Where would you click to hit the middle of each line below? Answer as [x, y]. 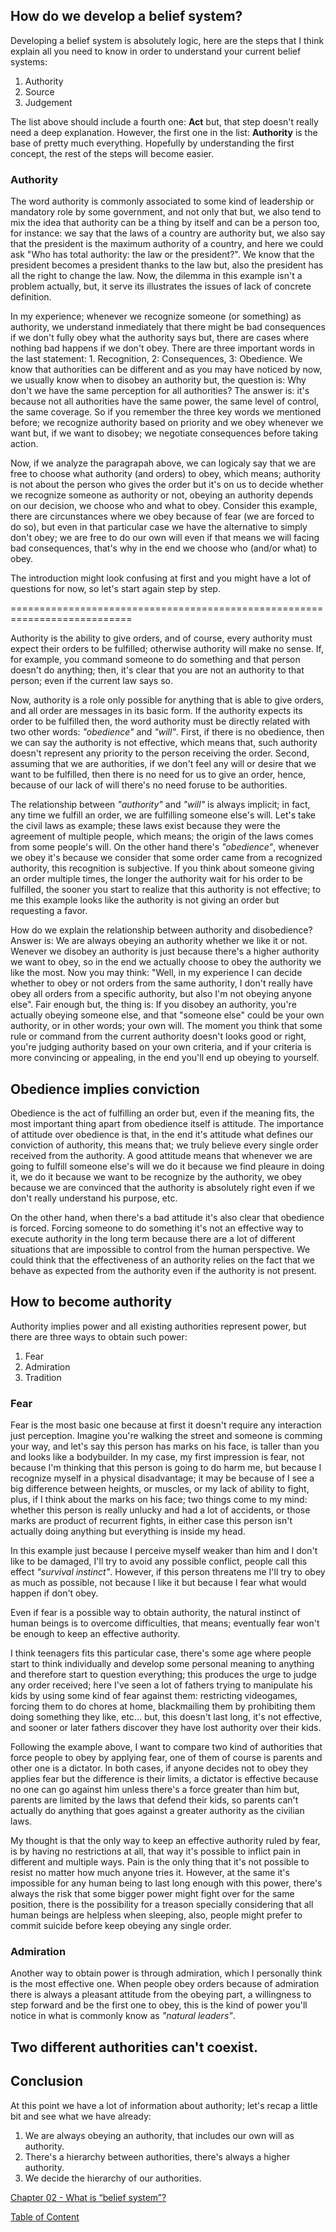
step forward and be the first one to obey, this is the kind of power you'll [159, 2005]
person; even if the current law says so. [92, 681]
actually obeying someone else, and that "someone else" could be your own [167, 1015]
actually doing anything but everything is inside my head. [128, 1531]
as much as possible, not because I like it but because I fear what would [158, 1583]
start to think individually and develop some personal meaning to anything [162, 1664]
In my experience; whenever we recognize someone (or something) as [156, 316]
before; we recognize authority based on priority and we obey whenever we [167, 423]
